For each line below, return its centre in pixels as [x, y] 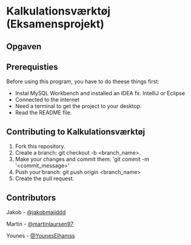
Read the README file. [43, 113]
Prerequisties [32, 67]
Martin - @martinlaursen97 [40, 224]
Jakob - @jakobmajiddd [36, 212]
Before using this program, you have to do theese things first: [83, 82]
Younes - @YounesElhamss [41, 236]
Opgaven [24, 46]
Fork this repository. [40, 146]
